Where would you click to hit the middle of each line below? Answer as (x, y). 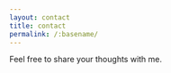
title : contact (38, 26)
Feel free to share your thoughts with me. (86, 60)
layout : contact (40, 17)
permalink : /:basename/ (54, 34)
